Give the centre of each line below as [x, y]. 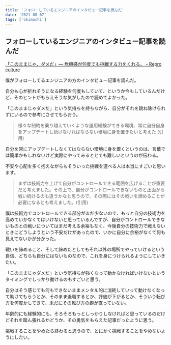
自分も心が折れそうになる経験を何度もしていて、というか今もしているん [81, 91]
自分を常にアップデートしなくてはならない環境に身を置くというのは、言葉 [83, 149]
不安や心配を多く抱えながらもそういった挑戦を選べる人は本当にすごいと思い [85, 166]
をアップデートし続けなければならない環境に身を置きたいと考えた [87, 132]
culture [13, 70]
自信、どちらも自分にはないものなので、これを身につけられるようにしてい [83, 256]
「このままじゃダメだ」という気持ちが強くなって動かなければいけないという [85, 273]
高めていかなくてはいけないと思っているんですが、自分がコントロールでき [83, 220]
